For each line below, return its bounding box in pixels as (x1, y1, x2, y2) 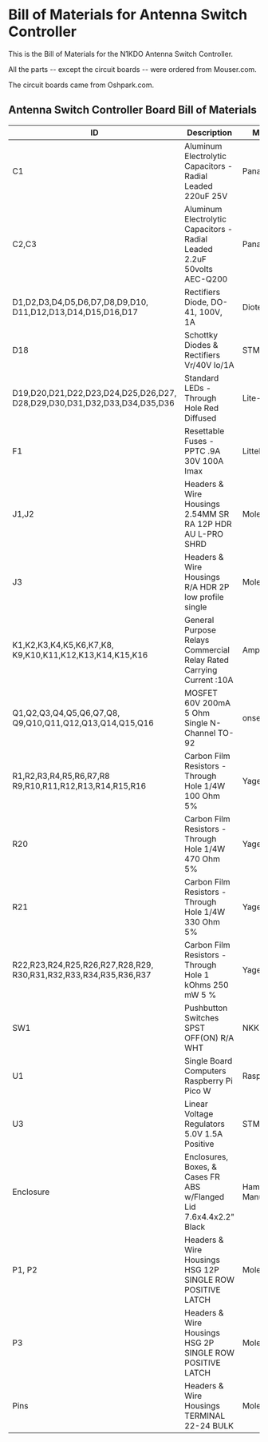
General (184, 614, 215, 625)
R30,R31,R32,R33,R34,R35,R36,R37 (12, 969, 152, 981)
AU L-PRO (184, 528, 224, 539)
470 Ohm (184, 853, 221, 865)
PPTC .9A (184, 445, 221, 457)
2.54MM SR (184, 508, 230, 519)
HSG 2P (184, 1337, 215, 1348)
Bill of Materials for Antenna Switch (8, 6, 248, 24)
